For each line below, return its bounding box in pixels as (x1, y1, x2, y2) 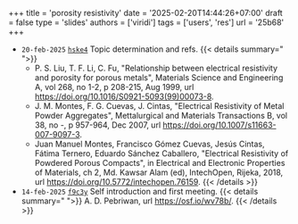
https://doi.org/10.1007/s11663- (162, 120, 277, 130)
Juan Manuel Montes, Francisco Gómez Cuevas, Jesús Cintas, (34, 138, 265, 149)
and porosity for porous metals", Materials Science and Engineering (34, 72, 284, 83)
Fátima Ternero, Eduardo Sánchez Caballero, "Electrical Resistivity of (34, 148, 289, 159)
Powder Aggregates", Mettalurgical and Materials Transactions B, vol (34, 111, 287, 120)
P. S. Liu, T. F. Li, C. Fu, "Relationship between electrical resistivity (34, 62, 278, 73)
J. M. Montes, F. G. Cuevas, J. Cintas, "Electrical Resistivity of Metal (34, 101, 285, 111)
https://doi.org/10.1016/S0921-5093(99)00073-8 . (34, 91, 215, 102)
